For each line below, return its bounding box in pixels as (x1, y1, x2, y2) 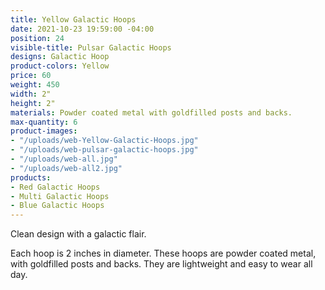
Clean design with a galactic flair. (10, 228, 147, 240)
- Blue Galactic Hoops (10, 201, 105, 211)
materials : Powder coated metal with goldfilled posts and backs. (10, 107, 293, 118)
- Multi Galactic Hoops (10, 191, 110, 201)
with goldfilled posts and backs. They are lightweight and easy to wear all (10, 258, 313, 270)
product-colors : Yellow (10, 61, 110, 71)
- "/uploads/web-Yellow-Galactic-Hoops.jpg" (10, 136, 199, 146)
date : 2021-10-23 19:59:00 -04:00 (10, 24, 155, 34)
